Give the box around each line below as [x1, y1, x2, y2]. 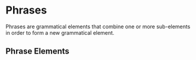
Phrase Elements [5, 46, 69, 56]
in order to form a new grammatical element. [5, 29, 115, 36]
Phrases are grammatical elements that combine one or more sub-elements [5, 23, 191, 30]
